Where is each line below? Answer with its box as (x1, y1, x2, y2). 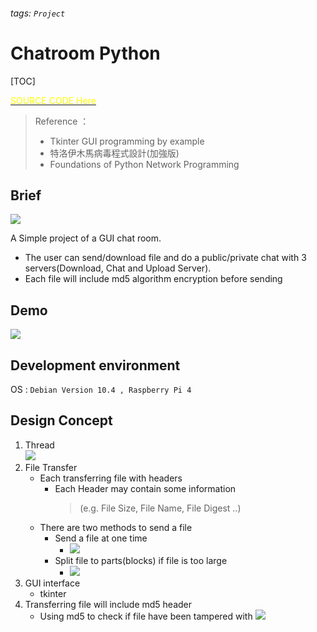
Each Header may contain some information (54, 482, 237, 494)
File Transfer (24, 461, 78, 473)
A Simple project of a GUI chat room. (10, 232, 162, 244)
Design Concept (10, 412, 113, 429)
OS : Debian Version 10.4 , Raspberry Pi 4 (10, 383, 192, 395)
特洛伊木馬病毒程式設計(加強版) (49, 147, 180, 159)
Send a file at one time (54, 532, 148, 544)
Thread (24, 439, 55, 451)
